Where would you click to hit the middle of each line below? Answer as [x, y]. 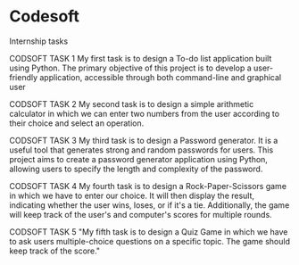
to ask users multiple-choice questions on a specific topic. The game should [149, 241]
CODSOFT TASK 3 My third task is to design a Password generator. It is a [144, 140]
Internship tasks [39, 41]
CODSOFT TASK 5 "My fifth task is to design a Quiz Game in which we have [149, 232]
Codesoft [45, 17]
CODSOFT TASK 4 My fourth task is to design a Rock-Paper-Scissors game [148, 186]
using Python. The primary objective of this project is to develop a [130, 68]
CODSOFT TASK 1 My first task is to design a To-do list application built [141, 58]
